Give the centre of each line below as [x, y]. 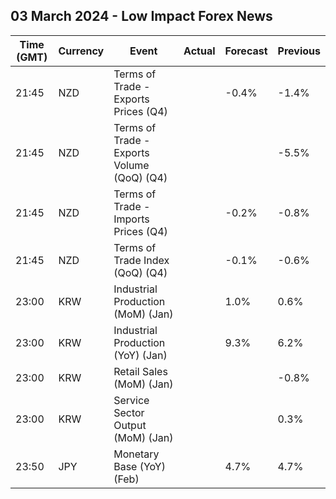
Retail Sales [140, 371]
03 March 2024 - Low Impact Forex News [141, 16]
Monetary [136, 454]
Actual [199, 51]
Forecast [246, 51]
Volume [131, 165]
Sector [129, 412]
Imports [131, 219]
